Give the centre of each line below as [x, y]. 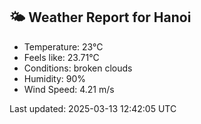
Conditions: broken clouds [78, 68]
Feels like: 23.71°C [61, 57]
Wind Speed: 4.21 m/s [69, 89]
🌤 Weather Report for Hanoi [100, 17]
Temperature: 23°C [63, 46]
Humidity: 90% [55, 78]
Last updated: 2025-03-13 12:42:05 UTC [93, 108]
